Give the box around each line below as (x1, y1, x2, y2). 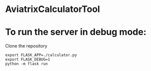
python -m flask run (5, 61, 48, 66)
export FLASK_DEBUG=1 (5, 57, 50, 62)
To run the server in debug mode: (5, 26, 146, 38)
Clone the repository (5, 43, 47, 49)
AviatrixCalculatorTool (5, 3, 100, 15)
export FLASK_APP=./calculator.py (5, 52, 77, 58)
